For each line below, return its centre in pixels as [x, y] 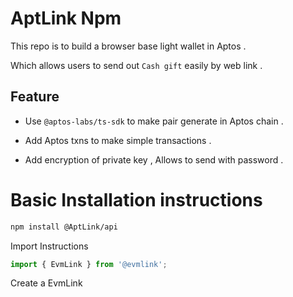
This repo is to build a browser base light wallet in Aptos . [128, 46]
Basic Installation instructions [136, 199]
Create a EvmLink [46, 283]
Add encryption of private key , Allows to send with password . [154, 159]
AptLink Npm [66, 18]
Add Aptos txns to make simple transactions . [118, 140]
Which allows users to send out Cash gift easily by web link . [136, 65]
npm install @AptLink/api [64, 227]
